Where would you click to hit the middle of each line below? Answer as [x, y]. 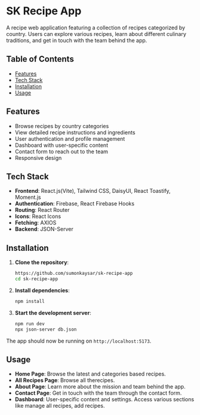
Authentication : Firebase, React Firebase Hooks [75, 204]
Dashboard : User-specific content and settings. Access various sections [104, 399]
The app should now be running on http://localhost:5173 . [79, 341]
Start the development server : [53, 313]
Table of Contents [40, 59]
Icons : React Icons [38, 216]
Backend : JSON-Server [44, 229]
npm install [30, 301]
